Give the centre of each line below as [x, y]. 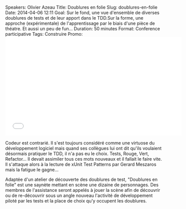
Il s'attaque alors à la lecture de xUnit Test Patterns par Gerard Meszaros [81, 164]
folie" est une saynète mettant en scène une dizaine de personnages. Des [82, 185]
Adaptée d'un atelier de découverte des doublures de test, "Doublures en [81, 179]
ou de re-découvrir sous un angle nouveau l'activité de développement [79, 195]
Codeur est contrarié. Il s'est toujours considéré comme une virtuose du [80, 143]
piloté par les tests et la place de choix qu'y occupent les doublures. [76, 201]
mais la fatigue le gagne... [32, 170]
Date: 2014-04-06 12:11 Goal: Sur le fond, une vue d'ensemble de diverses [82, 13]
